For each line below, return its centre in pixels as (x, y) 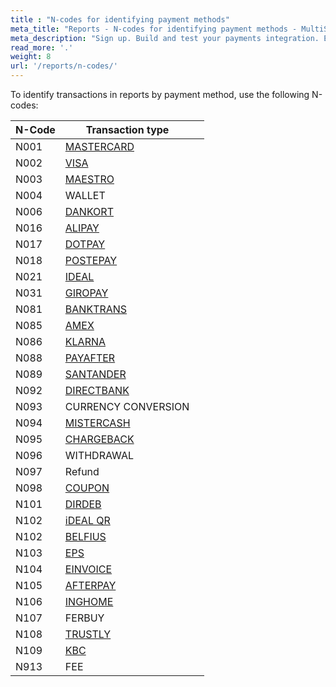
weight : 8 (31, 57)
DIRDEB (83, 504)
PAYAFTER (90, 358)
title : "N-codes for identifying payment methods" (120, 19)
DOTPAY (85, 244)
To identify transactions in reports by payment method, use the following (160, 94)
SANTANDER (95, 374)
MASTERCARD (99, 146)
